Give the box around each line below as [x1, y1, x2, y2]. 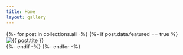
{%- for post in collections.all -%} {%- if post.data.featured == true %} [6, 30, 178, 37]
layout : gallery [6, 14, 46, 20]
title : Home [6, 8, 35, 15]
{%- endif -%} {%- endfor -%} [6, 43, 81, 50]
